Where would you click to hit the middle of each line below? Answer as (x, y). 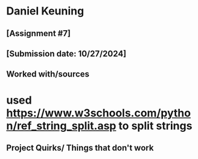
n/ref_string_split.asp (61, 126)
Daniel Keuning (45, 11)
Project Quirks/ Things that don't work (80, 148)
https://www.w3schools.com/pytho (99, 113)
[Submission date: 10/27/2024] (66, 53)
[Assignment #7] (39, 33)
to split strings (155, 126)
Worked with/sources (48, 74)
